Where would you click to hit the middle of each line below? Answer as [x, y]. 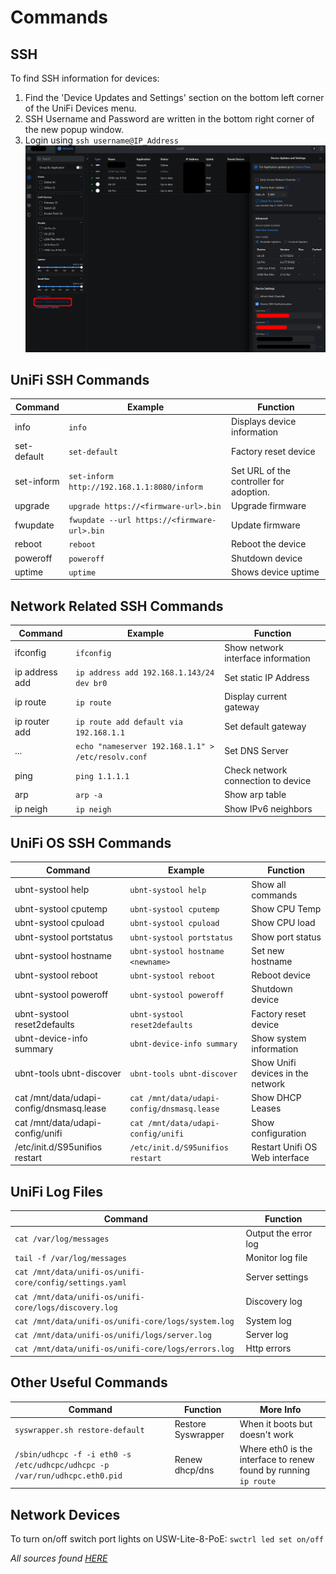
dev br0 [91, 684]
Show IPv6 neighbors [268, 808]
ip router [32, 721]
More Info [280, 1410]
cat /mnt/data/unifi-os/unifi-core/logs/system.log [124, 1321]
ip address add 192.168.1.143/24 [145, 673]
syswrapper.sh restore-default [79, 1430]
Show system [279, 1038]
